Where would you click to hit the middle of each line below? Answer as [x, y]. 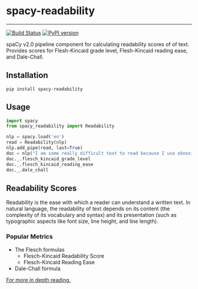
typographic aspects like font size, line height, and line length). [82, 221]
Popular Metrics [29, 236]
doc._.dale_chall [27, 170]
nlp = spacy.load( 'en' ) [35, 137]
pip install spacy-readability [44, 89]
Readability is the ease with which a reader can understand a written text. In [98, 203]
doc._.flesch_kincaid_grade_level [49, 159]
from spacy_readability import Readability [60, 126]
